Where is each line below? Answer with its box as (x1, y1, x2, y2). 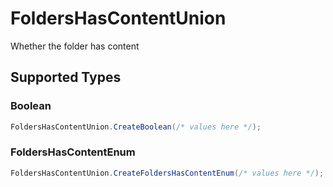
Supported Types (10, 69, 122, 86)
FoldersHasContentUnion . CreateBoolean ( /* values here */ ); (10, 122, 262, 132)
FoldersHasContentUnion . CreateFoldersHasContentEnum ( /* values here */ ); (10, 168, 325, 178)
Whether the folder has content (10, 40, 140, 52)
